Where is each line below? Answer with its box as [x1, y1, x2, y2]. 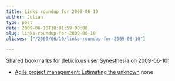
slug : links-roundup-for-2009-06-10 [6, 31, 96, 36]
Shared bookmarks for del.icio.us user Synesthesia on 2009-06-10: [6, 57, 169, 64]
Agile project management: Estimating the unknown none [14, 69, 154, 75]
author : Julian [6, 14, 43, 20]
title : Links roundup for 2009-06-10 [6, 8, 99, 15]
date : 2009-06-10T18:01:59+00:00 [6, 25, 88, 31]
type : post [6, 19, 33, 25]
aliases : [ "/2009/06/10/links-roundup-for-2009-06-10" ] [6, 36, 146, 42]
